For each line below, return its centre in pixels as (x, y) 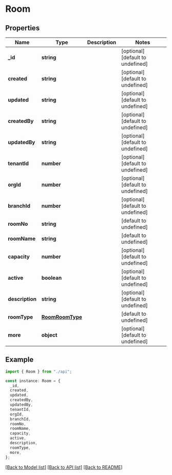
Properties (23, 28)
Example (19, 360)
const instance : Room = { (33, 381)
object (49, 335)
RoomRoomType (62, 317)
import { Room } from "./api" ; (39, 371)
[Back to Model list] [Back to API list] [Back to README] (64, 467)
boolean (51, 278)
